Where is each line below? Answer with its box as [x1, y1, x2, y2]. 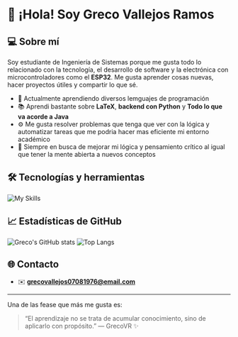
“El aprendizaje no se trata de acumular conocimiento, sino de [24, 314, 207, 323]
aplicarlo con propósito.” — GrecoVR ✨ [24, 322, 140, 331]
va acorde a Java [17, 113, 69, 121]
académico [17, 135, 51, 143]
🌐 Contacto [7, 258, 59, 270]
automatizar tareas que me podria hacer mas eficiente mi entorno [17, 128, 210, 136]
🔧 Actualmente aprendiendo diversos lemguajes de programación [17, 94, 210, 102]
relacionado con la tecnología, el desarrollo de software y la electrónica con [7, 65, 229, 74]
